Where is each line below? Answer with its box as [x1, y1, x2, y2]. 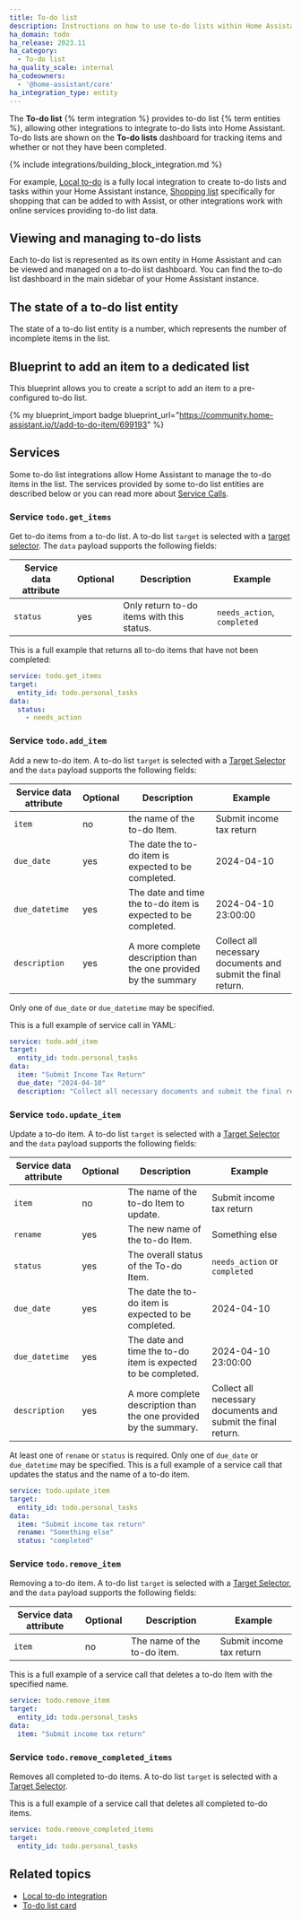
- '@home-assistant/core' [17, 80, 115, 89]
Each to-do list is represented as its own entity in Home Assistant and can [9, 255, 282, 266]
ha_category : [9, 47, 58, 56]
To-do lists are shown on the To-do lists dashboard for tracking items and [9, 132, 282, 143]
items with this [123, 611, 185, 624]
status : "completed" [17, 1536, 94, 1546]
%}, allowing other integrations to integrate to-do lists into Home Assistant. [9, 122, 286, 133]
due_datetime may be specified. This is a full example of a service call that [9, 1460, 283, 1470]
